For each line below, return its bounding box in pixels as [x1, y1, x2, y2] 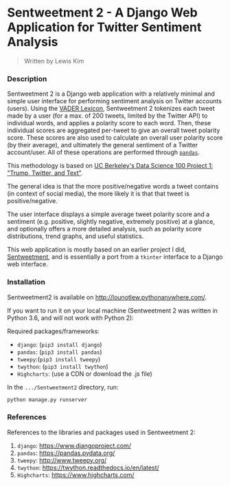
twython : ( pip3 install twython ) [16, 362, 108, 370]
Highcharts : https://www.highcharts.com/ [16, 470, 135, 479]
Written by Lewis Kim [23, 56, 84, 65]
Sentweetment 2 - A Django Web [7, 5, 198, 21]
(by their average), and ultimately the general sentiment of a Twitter [7, 141, 198, 149]
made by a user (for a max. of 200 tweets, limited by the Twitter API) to [7, 112, 208, 120]
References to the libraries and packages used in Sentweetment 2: [7, 428, 196, 436]
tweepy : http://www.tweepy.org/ [16, 456, 107, 464]
